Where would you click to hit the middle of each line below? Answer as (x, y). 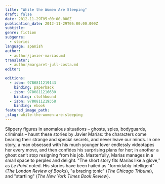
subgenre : (15, 37)
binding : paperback (34, 87)
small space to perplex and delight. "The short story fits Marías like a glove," (83, 160)
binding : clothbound (35, 97)
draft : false (19, 14)
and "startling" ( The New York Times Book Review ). (58, 176)
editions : (15, 78)
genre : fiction (21, 33)
